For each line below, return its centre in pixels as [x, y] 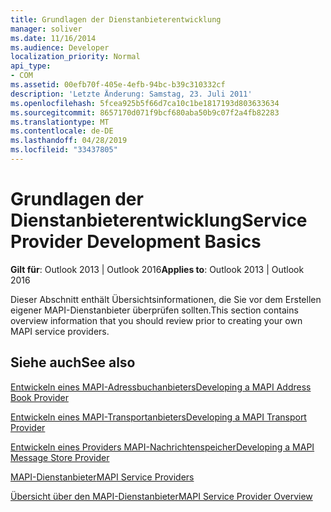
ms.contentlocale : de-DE [62, 131]
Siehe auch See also [73, 362]
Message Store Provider [60, 457]
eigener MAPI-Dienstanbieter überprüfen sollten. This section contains [154, 310]
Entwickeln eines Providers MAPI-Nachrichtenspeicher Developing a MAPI [162, 447]
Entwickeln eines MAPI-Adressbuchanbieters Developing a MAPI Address [161, 387]
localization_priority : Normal [75, 57]
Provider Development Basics [136, 242]
